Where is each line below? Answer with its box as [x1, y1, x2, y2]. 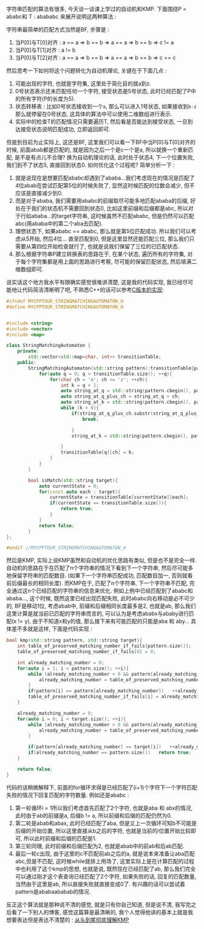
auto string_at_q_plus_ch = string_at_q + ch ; [60, 393, 181, 400]
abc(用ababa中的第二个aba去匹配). [15, 220, 103, 227]
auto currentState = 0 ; [38, 483, 99, 489]
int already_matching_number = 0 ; [17, 659, 104, 665]
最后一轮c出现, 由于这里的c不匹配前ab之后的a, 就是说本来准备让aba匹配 [15, 850, 195, 857]
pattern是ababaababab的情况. [15, 888, 91, 895]
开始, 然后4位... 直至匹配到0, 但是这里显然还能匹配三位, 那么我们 [29, 235, 189, 242]
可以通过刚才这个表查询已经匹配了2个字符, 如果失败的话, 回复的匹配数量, [15, 872, 197, 880]
